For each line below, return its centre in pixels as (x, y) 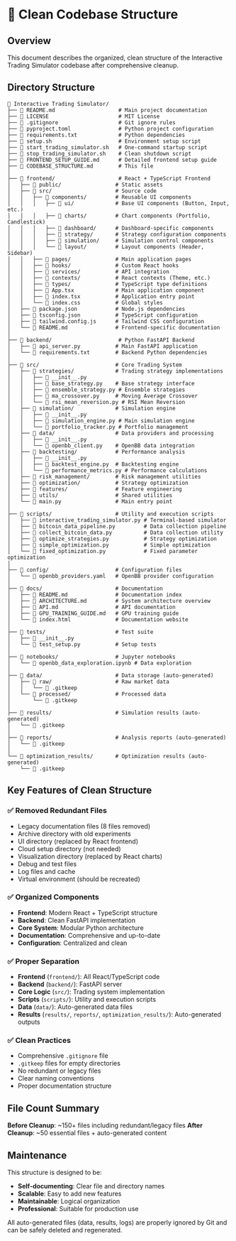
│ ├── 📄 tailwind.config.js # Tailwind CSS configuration (106, 321)
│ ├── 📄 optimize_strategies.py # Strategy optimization (112, 539)
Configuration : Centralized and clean (72, 943)
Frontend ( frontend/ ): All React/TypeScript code (89, 977)
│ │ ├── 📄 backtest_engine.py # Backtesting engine (93, 464)
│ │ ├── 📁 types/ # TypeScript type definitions (107, 284)
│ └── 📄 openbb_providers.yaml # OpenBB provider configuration (111, 576)
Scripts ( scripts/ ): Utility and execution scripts (87, 1000)
